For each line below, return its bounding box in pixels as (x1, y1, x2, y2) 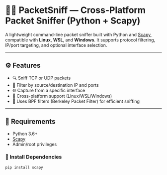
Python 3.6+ (12, 131, 38, 137)
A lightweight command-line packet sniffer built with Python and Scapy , (5, 31, 152, 37)
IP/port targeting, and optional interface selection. (5, 42, 107, 48)
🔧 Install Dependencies (5, 154, 62, 161)
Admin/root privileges (12, 141, 57, 147)
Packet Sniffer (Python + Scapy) (5, 15, 141, 26)
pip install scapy (5, 165, 43, 170)
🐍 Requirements (5, 117, 56, 126)
